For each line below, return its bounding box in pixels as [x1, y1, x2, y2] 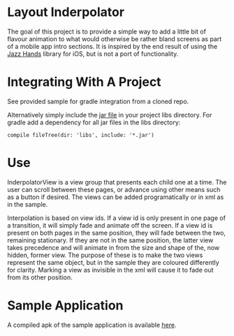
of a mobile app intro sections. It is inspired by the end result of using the [7, 42, 218, 50]
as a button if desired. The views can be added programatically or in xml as [7, 193, 224, 201]
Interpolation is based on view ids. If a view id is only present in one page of [7, 214, 226, 222]
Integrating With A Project [7, 74, 162, 90]
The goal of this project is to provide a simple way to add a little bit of [7, 27, 206, 36]
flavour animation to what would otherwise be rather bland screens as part [7, 34, 222, 43]
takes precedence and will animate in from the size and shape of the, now [7, 243, 220, 251]
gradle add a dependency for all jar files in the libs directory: [7, 118, 181, 126]
